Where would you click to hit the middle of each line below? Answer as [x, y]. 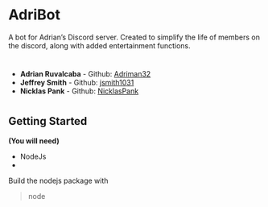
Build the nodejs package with [58, 180]
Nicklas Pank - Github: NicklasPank [79, 91]
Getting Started [48, 121]
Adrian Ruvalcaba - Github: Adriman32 [85, 74]
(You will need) [34, 141]
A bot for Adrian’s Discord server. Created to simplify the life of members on [134, 37]
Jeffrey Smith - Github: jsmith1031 [77, 83]
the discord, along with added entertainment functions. [99, 45]
